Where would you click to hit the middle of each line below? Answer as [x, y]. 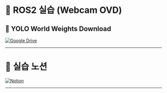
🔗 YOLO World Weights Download [58, 28]
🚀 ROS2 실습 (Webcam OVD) [64, 10]
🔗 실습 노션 [26, 67]
